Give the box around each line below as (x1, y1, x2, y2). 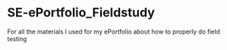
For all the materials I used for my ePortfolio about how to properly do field (7, 27, 220, 36)
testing (7, 34, 27, 42)
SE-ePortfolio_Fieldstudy (7, 5, 155, 21)
